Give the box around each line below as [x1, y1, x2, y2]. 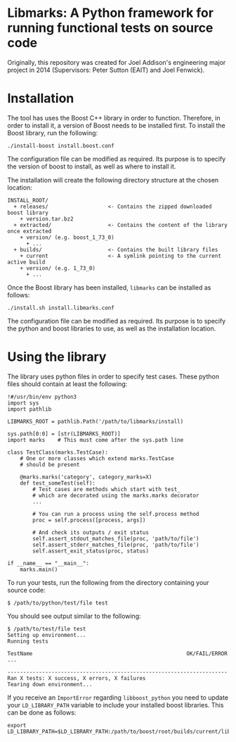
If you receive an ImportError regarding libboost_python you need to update [7, 693, 229, 702]
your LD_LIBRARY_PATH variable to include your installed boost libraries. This [7, 700, 224, 709]
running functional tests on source [7, 20, 214, 36]
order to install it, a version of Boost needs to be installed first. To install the [7, 121, 226, 130]
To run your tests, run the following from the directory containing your [7, 578, 209, 586]
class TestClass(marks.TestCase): [7, 449, 109, 456]
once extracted [7, 228, 52, 235]
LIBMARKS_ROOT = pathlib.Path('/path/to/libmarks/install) [7, 418, 184, 425]
